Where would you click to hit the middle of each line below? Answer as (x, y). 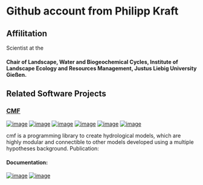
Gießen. (17, 74)
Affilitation (27, 34)
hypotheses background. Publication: (53, 149)
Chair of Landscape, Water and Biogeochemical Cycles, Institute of (92, 62)
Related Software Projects (56, 93)
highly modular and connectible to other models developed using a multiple (100, 142)
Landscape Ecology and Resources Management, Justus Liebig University (102, 68)
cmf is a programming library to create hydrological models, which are (94, 136)
